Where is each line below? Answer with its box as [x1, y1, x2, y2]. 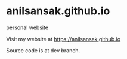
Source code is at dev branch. [6, 46, 80, 54]
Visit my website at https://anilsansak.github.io [6, 35, 121, 42]
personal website [6, 24, 49, 31]
